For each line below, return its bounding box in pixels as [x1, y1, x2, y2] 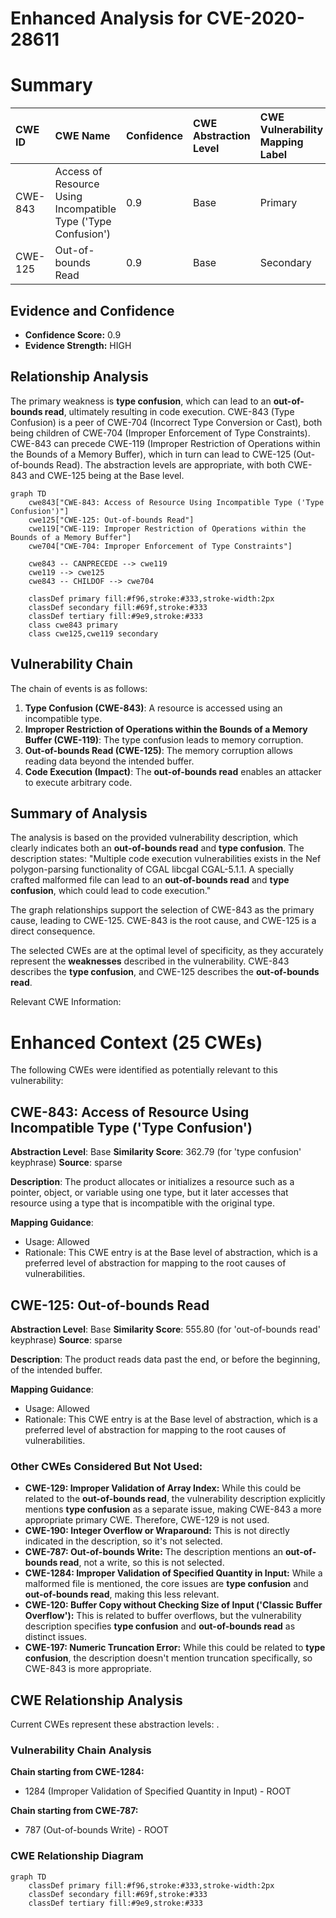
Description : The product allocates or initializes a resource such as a [10, 1176, 295, 1188]
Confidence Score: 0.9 [24, 328, 122, 341]
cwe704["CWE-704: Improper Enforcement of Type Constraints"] [28, 541, 293, 551]
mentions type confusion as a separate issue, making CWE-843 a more [24, 1503, 322, 1516]
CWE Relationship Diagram [10, 1849, 144, 1863]
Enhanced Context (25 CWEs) [10, 1031, 263, 1054]
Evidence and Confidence [10, 302, 175, 319]
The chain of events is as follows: [10, 682, 148, 694]
